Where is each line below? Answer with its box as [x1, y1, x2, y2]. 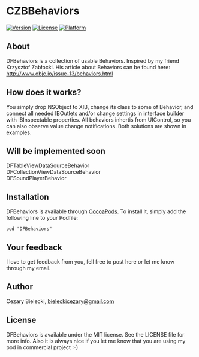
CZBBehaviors [6, 4, 80, 18]
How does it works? [6, 87, 82, 98]
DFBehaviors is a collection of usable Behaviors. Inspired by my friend [6, 57, 179, 64]
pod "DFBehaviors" [6, 226, 52, 232]
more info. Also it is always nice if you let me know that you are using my [6, 337, 186, 344]
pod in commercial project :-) [6, 343, 79, 351]
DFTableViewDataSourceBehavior [6, 162, 90, 169]
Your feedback [6, 242, 62, 252]
